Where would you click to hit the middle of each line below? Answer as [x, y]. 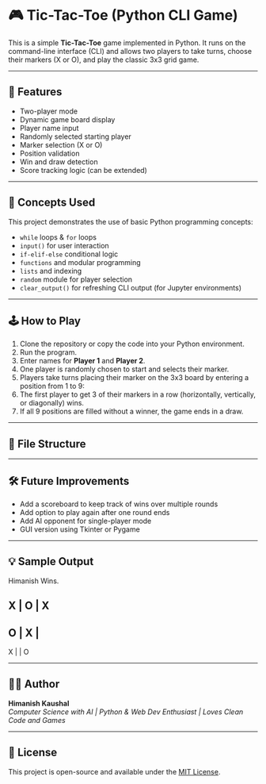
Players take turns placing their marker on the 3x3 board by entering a [134, 378]
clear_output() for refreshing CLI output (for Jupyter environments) [131, 287]
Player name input [49, 128]
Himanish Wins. [34, 581]
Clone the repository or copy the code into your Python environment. [132, 344]
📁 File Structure [47, 444]
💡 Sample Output [51, 561]
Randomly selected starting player [76, 136]
